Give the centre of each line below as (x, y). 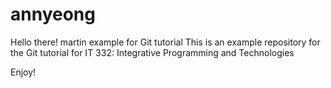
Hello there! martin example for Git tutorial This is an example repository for (165, 42)
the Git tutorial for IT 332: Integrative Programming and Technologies (152, 52)
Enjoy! (23, 72)
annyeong (53, 14)
